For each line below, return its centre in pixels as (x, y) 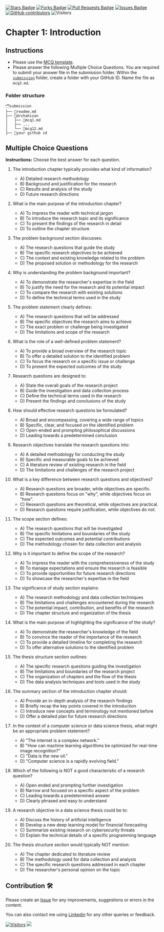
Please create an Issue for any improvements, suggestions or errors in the (80, 900)
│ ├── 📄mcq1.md (23, 120)
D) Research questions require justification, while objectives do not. (88, 509)
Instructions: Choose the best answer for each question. (63, 160)
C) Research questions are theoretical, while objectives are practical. (89, 505)
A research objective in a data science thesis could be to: (70, 810)
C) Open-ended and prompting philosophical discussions (78, 430)
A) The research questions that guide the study (67, 248)
